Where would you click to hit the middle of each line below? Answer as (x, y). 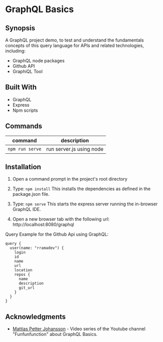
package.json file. (31, 194)
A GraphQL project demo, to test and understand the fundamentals (75, 40)
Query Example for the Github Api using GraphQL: (57, 234)
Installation (23, 167)
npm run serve (25, 149)
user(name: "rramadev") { (37, 248)
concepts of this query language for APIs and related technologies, (75, 46)
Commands (24, 126)
